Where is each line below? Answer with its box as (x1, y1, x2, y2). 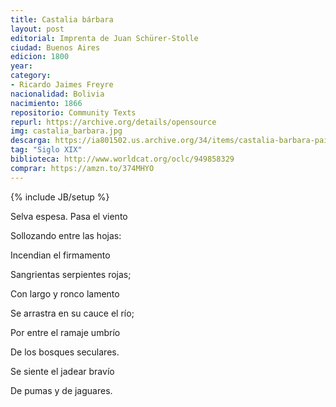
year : (10, 61, 33, 71)
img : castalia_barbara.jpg (10, 126, 123, 136)
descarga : (10, 136, 52, 146)
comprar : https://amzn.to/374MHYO (10, 163, 155, 173)
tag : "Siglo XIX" (10, 145, 83, 155)
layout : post (10, 24, 65, 34)
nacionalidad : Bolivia (10, 89, 105, 99)
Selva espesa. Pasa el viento (10, 210, 128, 222)
